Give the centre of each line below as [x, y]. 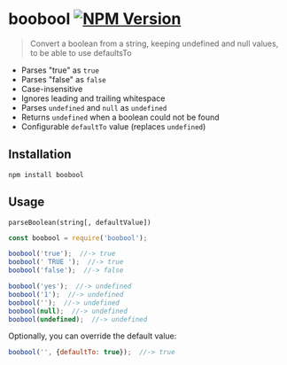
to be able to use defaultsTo [81, 52]
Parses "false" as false [64, 79]
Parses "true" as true [60, 70]
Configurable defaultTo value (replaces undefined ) [113, 126]
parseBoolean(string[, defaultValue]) [80, 222]
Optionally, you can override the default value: [93, 336]
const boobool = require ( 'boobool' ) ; [78, 238]
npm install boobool [47, 175]
